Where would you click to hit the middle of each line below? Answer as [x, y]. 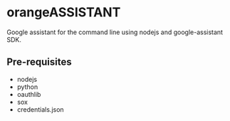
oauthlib [29, 94]
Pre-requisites [39, 62]
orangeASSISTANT [64, 12]
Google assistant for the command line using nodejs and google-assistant [115, 32]
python [27, 87]
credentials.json [41, 109]
